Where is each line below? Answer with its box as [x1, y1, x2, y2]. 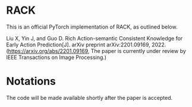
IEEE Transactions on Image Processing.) [6, 53, 107, 61]
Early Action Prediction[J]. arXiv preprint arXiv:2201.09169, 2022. [6, 41, 166, 48]
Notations [6, 75, 56, 88]
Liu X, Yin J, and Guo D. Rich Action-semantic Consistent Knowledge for [6, 34, 183, 42]
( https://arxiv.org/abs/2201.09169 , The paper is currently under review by [6, 47, 186, 54]
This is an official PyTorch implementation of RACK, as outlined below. [6, 23, 178, 30]
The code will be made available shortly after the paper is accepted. [6, 94, 173, 101]
